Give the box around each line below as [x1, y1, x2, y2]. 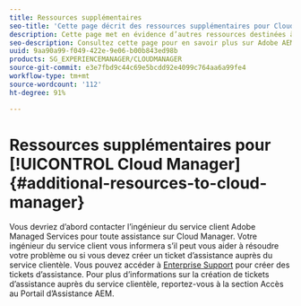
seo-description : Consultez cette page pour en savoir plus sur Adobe [9, 38, 279, 48]
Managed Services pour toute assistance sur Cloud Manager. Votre [9, 231, 258, 242]
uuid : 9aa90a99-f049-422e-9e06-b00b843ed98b [9, 47, 178, 56]
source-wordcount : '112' [9, 80, 102, 89]
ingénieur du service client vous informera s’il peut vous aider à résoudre [9, 240, 279, 251]
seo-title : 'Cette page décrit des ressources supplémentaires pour [9, 22, 271, 31]
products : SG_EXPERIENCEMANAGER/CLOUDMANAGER [9, 55, 182, 64]
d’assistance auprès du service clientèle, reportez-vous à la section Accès [9, 279, 284, 290]
